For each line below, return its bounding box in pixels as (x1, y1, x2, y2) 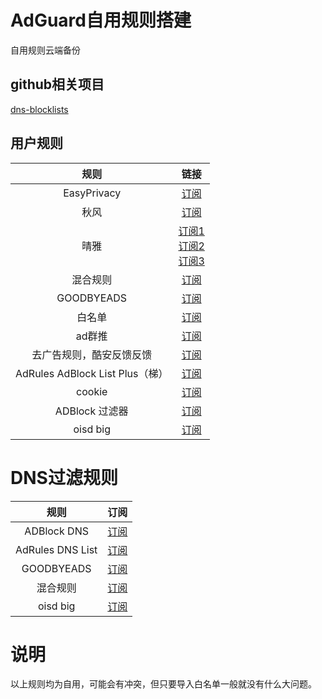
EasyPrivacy (63, 186, 122, 200)
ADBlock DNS (24, 524, 89, 538)
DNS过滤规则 (10, 466, 118, 489)
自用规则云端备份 (10, 44, 81, 56)
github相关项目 (10, 76, 105, 93)
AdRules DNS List (15, 542, 98, 556)
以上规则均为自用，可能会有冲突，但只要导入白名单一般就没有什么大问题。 (10, 678, 317, 690)
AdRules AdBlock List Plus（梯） (15, 366, 169, 380)
